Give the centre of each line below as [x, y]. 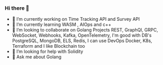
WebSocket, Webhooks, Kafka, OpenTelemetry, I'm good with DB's [82, 36]
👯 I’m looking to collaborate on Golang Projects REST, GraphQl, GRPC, [85, 30]
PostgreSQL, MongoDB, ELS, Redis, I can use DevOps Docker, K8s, [82, 41]
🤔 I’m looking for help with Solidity [48, 52]
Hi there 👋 [17, 8]
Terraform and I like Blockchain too [49, 46]
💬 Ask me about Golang [37, 57]
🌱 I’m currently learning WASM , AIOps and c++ [62, 24]
